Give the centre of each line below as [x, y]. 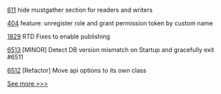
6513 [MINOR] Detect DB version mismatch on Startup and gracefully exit [110, 50]
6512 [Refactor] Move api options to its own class [77, 70]
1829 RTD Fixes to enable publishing [59, 36]
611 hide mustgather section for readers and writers [80, 10]
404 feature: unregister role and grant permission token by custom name [110, 23]
